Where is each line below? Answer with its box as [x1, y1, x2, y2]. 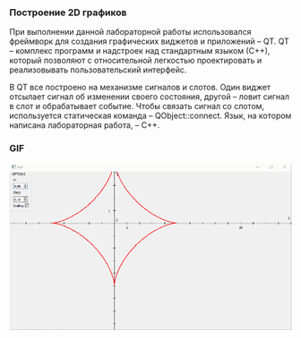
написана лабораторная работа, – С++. [9, 120, 160, 131]
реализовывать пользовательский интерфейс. [9, 64, 187, 75]
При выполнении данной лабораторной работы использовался [9, 27, 252, 38]
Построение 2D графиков [9, 6, 127, 19]
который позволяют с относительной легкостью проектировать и [9, 55, 262, 66]
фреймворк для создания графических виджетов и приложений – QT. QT [9, 36, 289, 46]
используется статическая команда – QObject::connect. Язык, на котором [9, 110, 292, 122]
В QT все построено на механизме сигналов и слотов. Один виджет [9, 82, 271, 93]
